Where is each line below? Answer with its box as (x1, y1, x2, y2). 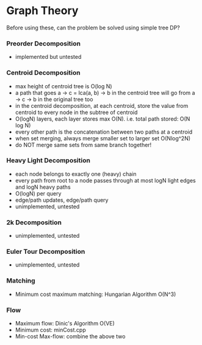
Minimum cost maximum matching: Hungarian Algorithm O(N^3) (15, 290, 176, 298)
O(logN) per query (15, 189, 62, 197)
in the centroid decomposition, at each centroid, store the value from (15, 102, 189, 109)
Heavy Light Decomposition (6, 156, 90, 165)
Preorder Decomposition (6, 39, 81, 48)
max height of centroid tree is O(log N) (15, 82, 112, 89)
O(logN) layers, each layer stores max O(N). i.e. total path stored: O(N (15, 115, 190, 123)
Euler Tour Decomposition (6, 248, 85, 256)
